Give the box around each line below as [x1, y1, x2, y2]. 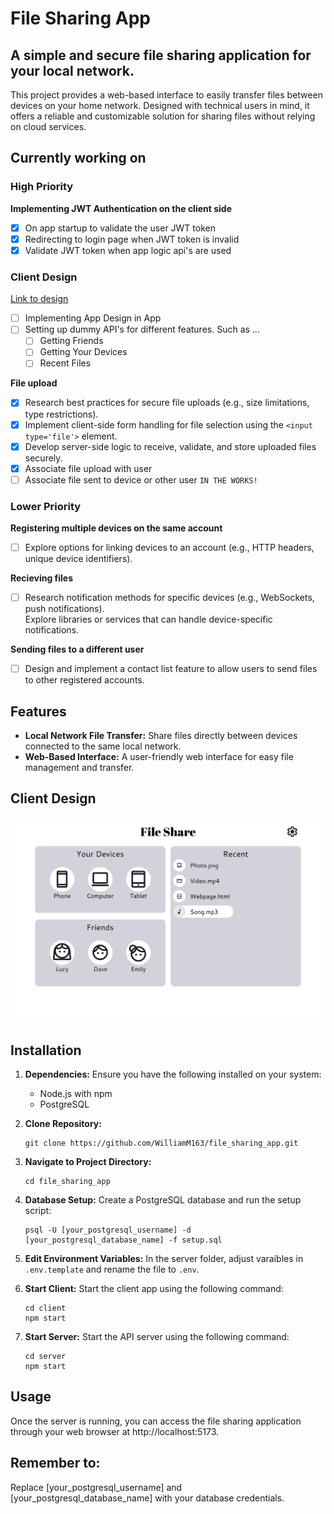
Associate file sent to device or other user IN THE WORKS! [24, 473, 258, 486]
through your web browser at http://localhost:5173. [10, 1425, 220, 1437]
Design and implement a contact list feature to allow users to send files [24, 663, 318, 675]
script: [24, 1205, 52, 1217]
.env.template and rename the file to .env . [24, 1263, 200, 1276]
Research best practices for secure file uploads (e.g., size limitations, [24, 397, 310, 409]
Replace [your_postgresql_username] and [10, 1481, 183, 1493]
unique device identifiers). [24, 553, 133, 565]
